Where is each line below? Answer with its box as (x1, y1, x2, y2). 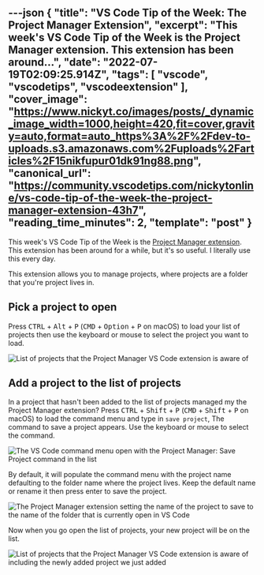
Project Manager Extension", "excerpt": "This (8, 19, 238, 32)
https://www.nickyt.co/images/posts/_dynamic (13, 105, 255, 118)
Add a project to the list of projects (8, 377, 181, 390)
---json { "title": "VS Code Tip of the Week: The (8, 6, 247, 20)
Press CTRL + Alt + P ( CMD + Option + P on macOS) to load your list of (8, 321, 240, 331)
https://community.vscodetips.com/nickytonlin (13, 179, 255, 193)
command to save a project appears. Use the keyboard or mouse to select (8, 423, 249, 432)
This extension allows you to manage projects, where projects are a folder (8, 269, 248, 279)
